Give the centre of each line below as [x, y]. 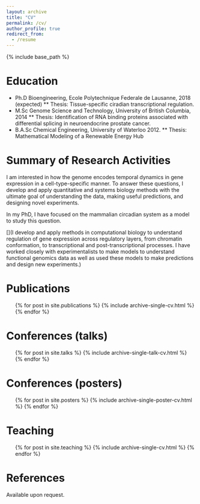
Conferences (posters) [64, 383]
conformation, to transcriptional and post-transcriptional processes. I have [98, 245]
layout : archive [26, 12]
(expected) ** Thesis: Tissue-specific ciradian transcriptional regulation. [104, 104]
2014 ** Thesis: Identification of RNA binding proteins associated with [101, 117]
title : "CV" [21, 17]
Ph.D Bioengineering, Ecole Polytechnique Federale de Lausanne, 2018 [103, 97]
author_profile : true [33, 29]
